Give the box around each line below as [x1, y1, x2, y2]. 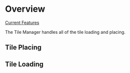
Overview [5, 3, 45, 15]
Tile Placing [5, 43, 42, 52]
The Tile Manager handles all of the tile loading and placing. [5, 29, 126, 35]
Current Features [5, 20, 40, 25]
